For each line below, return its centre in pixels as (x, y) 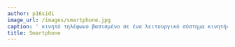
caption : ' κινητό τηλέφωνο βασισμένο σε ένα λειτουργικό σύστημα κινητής (119, 26)
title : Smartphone (34, 33)
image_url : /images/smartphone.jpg (59, 20)
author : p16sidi (31, 13)
